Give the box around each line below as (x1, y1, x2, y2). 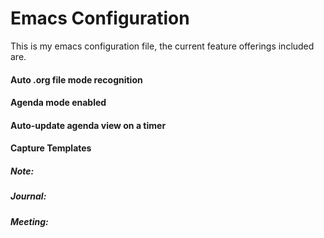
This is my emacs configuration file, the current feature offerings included (10, 40, 315, 52)
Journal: (10, 190, 47, 202)
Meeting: (10, 215, 49, 227)
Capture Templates (10, 142, 92, 154)
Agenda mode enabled (10, 97, 107, 109)
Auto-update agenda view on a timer (10, 119, 167, 131)
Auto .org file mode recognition (10, 73, 143, 86)
